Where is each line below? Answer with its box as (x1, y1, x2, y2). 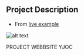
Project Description (6, 5, 79, 15)
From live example (14, 20, 59, 27)
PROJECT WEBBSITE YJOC (6, 43, 73, 50)
